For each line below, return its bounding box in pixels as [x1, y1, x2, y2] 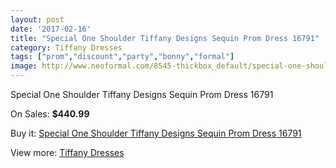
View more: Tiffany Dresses [10, 147, 125, 158]
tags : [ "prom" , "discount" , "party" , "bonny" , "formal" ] [10, 52, 235, 62]
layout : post [10, 14, 65, 25]
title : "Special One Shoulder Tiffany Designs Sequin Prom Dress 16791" [10, 33, 320, 43]
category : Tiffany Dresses [10, 42, 123, 53]
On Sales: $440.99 [10, 108, 90, 120]
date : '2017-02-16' [10, 24, 92, 34]
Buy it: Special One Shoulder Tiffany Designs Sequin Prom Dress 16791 [10, 127, 302, 139]
